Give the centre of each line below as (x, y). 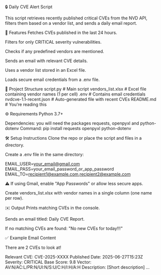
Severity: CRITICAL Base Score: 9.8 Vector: (48, 262)
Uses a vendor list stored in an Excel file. (46, 70)
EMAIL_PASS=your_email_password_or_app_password (59, 169)
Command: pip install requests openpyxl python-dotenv (76, 128)
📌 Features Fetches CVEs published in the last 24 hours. (61, 32)
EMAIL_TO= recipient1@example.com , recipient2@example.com (68, 174)
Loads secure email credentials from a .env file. (52, 80)
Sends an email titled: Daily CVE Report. (45, 219)
